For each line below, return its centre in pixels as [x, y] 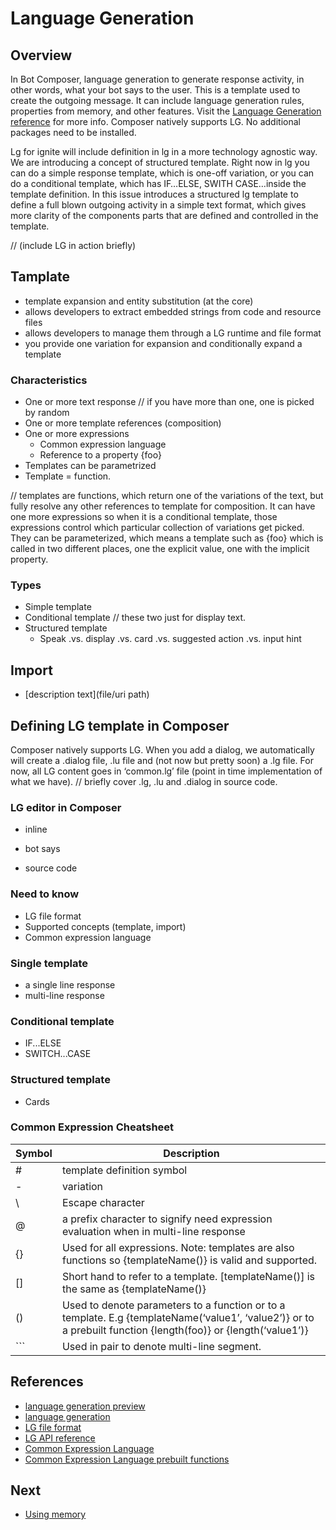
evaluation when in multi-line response [153, 1231]
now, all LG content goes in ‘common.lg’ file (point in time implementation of [166, 771]
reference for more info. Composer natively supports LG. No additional [155, 121]
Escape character [103, 1202]
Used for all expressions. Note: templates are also [178, 1247]
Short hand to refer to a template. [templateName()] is [188, 1276]
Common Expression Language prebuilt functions [127, 1459]
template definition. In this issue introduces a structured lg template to [154, 194]
